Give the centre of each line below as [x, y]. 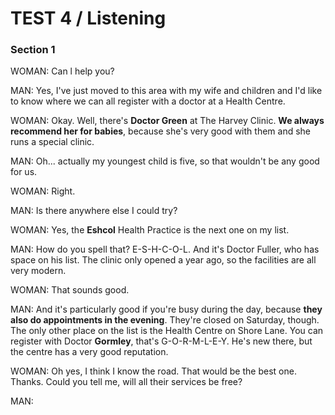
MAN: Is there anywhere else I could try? [94, 211]
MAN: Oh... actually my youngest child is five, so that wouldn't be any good [165, 161]
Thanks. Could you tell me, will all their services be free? [126, 382]
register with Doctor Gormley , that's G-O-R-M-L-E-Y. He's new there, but [161, 341]
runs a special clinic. [52, 142]
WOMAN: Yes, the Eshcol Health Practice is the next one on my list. [150, 230]
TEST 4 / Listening [88, 18]
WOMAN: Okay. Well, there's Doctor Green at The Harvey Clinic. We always [167, 121]
